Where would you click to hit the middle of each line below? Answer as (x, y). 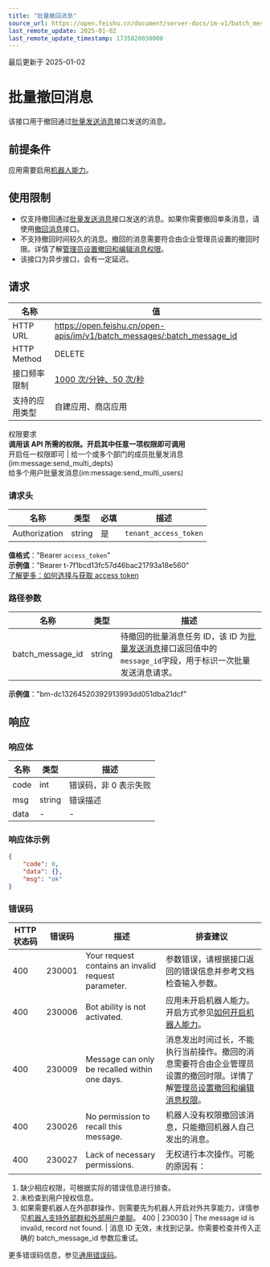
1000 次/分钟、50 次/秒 (99, 379)
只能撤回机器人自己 (218, 1127)
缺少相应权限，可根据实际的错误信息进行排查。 (97, 1187)
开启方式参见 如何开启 (206, 1012)
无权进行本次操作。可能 (210, 1154)
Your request (110, 956)
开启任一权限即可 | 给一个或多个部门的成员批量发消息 (96, 454)
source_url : (28, 23)
